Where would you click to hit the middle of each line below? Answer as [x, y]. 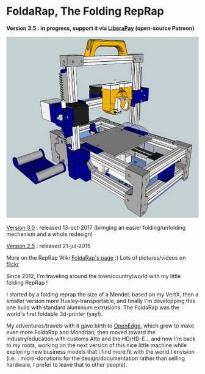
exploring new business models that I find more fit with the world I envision [101, 351]
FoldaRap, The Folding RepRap [85, 11]
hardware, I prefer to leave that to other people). [67, 364]
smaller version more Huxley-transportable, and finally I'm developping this [101, 301]
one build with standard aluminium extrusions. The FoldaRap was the [93, 307]
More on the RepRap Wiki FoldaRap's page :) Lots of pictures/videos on [96, 257]
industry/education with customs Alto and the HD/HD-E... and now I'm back [101, 339]
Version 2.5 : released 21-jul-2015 [49, 246]
